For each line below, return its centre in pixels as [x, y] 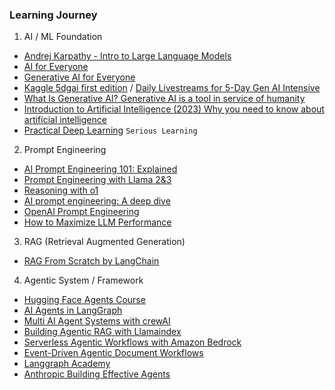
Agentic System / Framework [83, 280]
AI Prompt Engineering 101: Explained [100, 169]
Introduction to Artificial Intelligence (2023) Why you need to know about [174, 109]
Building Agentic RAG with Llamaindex [102, 332]
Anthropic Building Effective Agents [97, 374]
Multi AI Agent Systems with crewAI [97, 321]
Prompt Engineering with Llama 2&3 [97, 180]
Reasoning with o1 [61, 190]
